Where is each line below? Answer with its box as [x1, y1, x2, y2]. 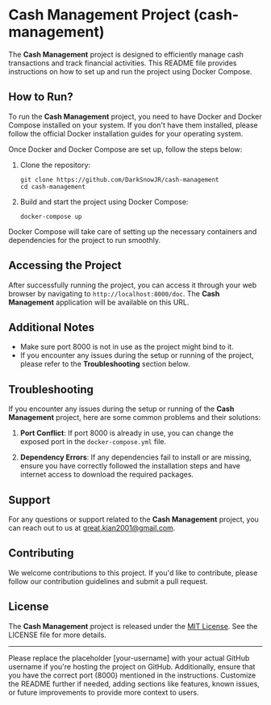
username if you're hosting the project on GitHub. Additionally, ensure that [8, 661, 256, 671]
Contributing [8, 547, 74, 560]
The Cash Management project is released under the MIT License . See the [8, 621, 258, 631]
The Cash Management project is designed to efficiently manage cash [8, 49, 244, 59]
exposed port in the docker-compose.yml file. [19, 437, 167, 447]
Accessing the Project [8, 258, 123, 272]
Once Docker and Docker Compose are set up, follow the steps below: [8, 144, 243, 154]
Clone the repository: [19, 160, 91, 170]
